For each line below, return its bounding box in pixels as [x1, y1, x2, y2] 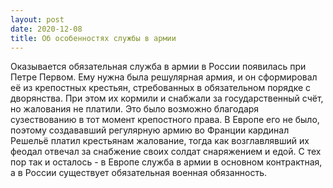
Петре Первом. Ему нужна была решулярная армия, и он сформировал [10, 71, 318, 83]
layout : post [10, 14, 65, 25]
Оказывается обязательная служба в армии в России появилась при [10, 61, 307, 73]
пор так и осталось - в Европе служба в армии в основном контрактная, [10, 156, 323, 168]
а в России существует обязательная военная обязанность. [10, 167, 268, 179]
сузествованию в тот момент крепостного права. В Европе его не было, [10, 114, 320, 126]
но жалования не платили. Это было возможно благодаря [10, 103, 260, 115]
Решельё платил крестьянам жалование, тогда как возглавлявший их [10, 135, 310, 147]
